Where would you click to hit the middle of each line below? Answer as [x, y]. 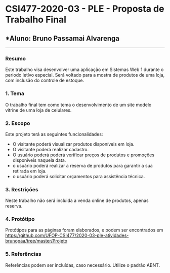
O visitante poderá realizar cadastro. [51, 149]
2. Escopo [18, 123]
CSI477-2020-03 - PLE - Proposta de [85, 9]
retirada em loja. [29, 171]
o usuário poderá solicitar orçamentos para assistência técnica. [79, 176]
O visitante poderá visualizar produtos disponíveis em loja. [73, 144]
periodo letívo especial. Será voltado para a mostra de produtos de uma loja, [85, 75]
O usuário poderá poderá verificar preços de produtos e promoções [83, 155]
